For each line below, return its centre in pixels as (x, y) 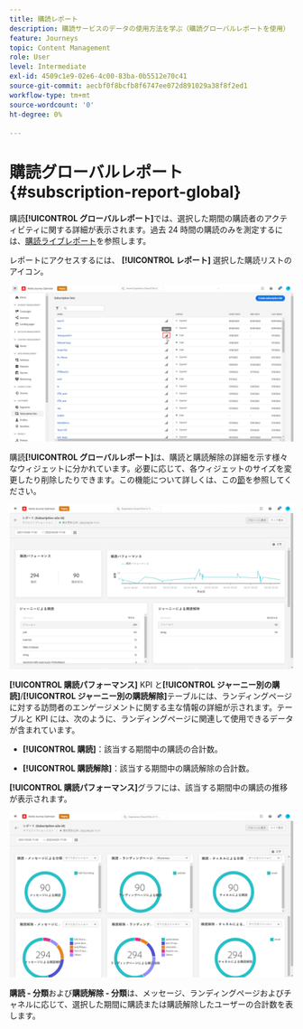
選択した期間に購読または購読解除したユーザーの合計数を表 (183, 1004)
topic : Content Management (60, 48)
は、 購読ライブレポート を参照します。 (80, 241)
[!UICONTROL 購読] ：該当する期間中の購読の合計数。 (122, 749)
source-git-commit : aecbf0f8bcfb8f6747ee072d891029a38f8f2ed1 (129, 86)
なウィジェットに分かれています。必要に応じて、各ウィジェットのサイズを (147, 468)
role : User (30, 57)
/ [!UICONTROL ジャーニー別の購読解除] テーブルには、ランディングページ (156, 697)
